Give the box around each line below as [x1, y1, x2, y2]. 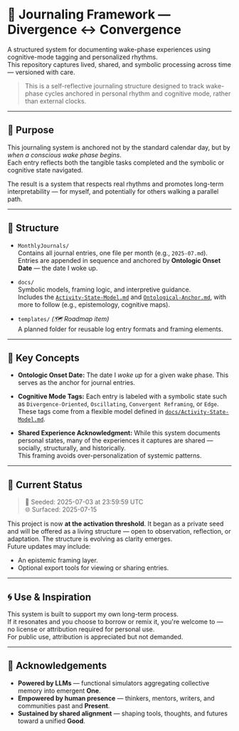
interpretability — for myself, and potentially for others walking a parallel [7, 187, 219, 195]
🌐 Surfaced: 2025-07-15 [24, 505, 97, 514]
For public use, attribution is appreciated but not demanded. [7, 633, 184, 641]
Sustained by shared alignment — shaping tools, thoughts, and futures [17, 709, 228, 717]
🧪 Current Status [7, 479, 83, 491]
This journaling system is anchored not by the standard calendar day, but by [7, 142, 230, 152]
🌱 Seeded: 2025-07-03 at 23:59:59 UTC [24, 498, 144, 507]
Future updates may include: [7, 542, 91, 551]
